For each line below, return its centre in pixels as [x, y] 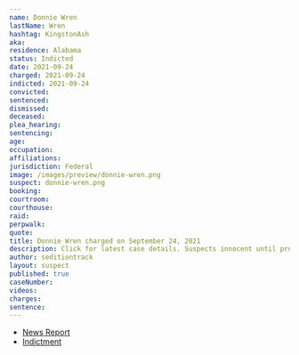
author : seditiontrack [51, 258]
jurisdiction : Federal [51, 166]
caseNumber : [31, 282]
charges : [25, 299]
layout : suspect [39, 266]
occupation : [31, 149]
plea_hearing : [36, 125]
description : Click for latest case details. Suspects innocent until [143, 249]
